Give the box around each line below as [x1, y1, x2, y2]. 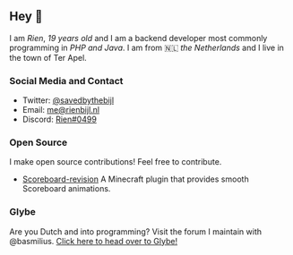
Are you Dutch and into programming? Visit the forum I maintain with [9, 225, 263, 237]
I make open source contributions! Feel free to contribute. [9, 157, 222, 167]
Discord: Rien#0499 [22, 114, 97, 125]
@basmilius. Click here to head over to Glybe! [9, 235, 177, 246]
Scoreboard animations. [22, 183, 111, 194]
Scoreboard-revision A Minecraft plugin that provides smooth [22, 174, 249, 184]
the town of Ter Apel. [9, 52, 87, 63]
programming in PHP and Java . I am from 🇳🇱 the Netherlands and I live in [9, 42, 285, 53]
